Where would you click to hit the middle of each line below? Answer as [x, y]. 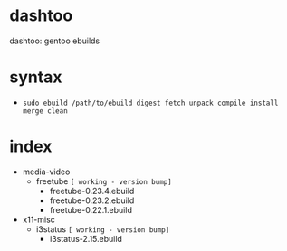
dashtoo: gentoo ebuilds [55, 41]
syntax [36, 77]
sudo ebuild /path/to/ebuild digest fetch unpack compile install [150, 103]
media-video [46, 172]
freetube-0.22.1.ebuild [91, 209]
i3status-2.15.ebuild [86, 238]
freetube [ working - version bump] [104, 181]
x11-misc [39, 219]
